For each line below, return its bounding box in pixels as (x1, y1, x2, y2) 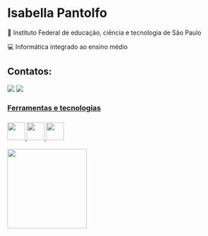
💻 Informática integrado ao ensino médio (7, 42, 128, 51)
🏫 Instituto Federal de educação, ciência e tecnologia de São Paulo (7, 28, 202, 37)
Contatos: (7, 66, 52, 78)
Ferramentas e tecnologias (7, 102, 101, 112)
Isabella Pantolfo (7, 5, 108, 21)
